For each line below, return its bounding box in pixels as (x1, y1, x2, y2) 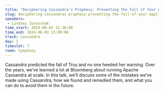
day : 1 (5, 39, 19, 44)
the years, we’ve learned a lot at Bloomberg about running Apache (5, 67, 139, 72)
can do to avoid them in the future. (5, 82, 75, 88)
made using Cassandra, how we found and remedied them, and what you (5, 77, 152, 83)
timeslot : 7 (5, 44, 29, 48)
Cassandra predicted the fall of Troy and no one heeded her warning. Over (5, 62, 155, 68)
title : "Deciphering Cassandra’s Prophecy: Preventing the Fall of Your (5, 7, 156, 12)
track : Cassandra (5, 35, 41, 40)
